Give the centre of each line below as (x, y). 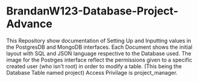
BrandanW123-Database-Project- (92, 11)
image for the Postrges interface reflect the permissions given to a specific (99, 60)
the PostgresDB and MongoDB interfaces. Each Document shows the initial (99, 47)
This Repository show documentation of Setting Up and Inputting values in (99, 40)
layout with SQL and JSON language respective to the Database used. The (99, 53)
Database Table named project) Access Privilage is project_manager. (92, 72)
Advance (29, 24)
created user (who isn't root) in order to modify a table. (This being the (94, 66)
